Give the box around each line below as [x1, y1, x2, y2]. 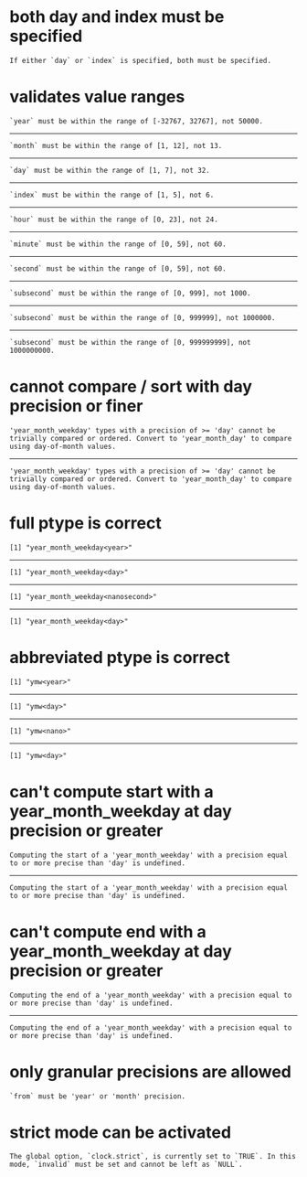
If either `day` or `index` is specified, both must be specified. [9, 56, 272, 65]
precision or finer [9, 396, 143, 417]
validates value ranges [9, 87, 185, 107]
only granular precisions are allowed [9, 1061, 292, 1082]
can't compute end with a [9, 921, 207, 942]
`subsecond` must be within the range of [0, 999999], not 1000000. [9, 313, 276, 322]
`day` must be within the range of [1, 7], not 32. [9, 166, 210, 175]
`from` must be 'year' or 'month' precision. [9, 1091, 185, 1101]
